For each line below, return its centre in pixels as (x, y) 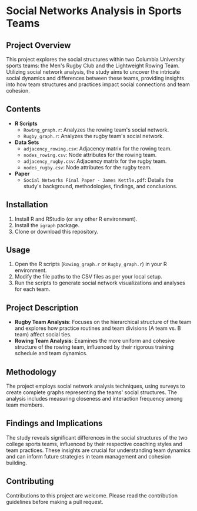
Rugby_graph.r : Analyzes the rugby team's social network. (94, 136)
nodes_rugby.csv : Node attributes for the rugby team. (87, 167)
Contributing (30, 481)
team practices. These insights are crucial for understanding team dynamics (98, 450)
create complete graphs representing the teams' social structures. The (92, 392)
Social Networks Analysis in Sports (94, 11)
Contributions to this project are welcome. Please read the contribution (92, 495)
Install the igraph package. (47, 225)
